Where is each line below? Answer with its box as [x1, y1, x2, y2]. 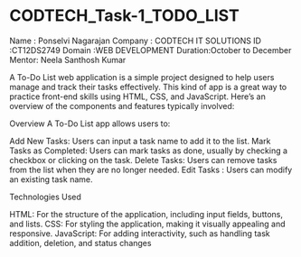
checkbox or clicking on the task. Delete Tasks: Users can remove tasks [9, 154, 277, 165]
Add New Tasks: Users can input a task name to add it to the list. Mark [9, 135, 271, 146]
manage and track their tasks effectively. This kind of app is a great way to [9, 81, 287, 92]
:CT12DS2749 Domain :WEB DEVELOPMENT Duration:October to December [9, 44, 292, 55]
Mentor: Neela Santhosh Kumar [9, 54, 127, 65]
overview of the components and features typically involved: [9, 100, 235, 111]
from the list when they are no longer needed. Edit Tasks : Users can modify [9, 164, 293, 175]
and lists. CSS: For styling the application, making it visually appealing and [9, 218, 286, 229]
